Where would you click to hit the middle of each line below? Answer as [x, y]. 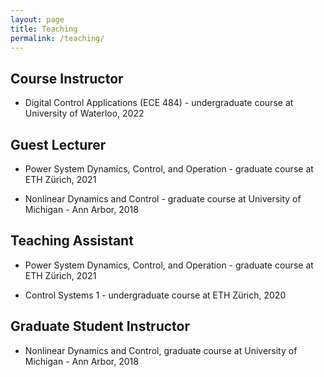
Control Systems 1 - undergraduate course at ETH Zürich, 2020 [155, 295]
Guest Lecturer [58, 144]
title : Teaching [44, 29]
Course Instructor [67, 78]
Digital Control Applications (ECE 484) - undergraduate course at [159, 103]
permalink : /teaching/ [57, 38]
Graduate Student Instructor [100, 326]
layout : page [37, 19]
